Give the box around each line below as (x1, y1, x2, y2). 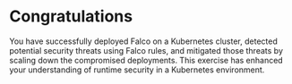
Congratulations (9, 6, 133, 27)
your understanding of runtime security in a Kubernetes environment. (9, 64, 265, 75)
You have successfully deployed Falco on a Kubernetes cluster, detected (9, 36, 278, 46)
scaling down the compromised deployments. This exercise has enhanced (9, 55, 284, 65)
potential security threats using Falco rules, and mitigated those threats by (9, 45, 284, 55)
